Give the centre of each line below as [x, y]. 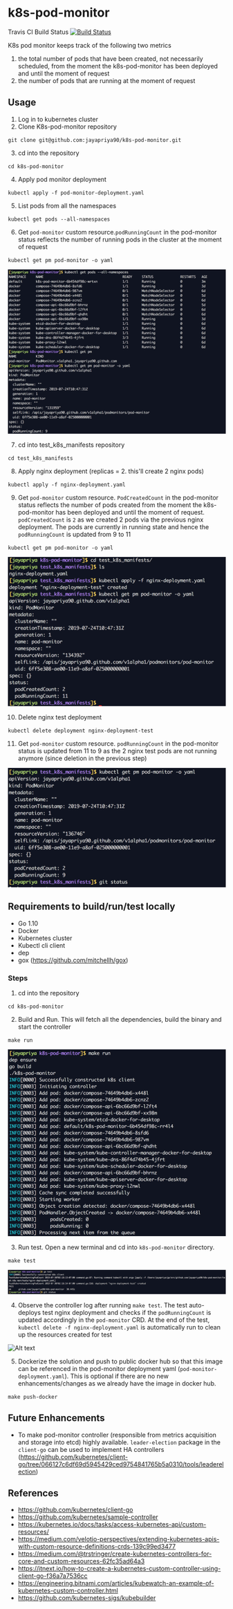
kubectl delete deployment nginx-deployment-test [81, 731]
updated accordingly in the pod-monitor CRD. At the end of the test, [114, 1320]
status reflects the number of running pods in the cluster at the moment [120, 239]
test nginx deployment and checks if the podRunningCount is [127, 1312]
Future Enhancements [57, 1418]
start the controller [44, 1027]
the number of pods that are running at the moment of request [106, 80]
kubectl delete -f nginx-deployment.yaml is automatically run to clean [119, 1327]
